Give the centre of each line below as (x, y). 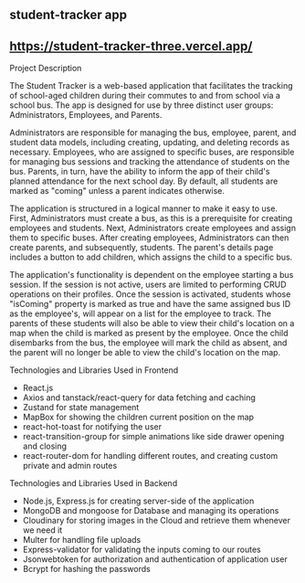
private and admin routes (70, 466)
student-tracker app (68, 15)
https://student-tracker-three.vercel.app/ (131, 46)
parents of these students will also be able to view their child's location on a (152, 323)
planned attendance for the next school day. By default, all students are (144, 181)
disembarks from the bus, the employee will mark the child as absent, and (148, 343)
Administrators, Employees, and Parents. (86, 115)
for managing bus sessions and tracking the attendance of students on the (150, 162)
